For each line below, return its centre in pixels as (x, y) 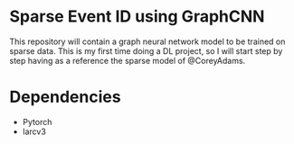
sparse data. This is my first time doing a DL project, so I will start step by (146, 50)
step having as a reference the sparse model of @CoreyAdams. (128, 60)
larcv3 (34, 131)
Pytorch (37, 121)
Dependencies (65, 97)
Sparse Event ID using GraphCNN (137, 17)
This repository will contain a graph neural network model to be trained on (147, 41)
